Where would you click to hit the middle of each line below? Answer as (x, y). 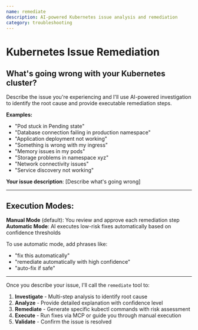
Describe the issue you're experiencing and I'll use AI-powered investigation (99, 97)
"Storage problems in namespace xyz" (62, 158)
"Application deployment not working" (61, 139)
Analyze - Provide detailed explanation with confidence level (89, 303)
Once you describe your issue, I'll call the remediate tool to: (78, 285)
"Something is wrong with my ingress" (61, 145)
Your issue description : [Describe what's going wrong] (73, 182)
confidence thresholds (33, 233)
